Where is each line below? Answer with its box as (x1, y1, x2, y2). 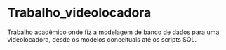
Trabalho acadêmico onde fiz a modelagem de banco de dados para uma (7, 28, 220, 36)
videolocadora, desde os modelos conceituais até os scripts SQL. (7, 35, 197, 43)
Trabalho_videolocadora (7, 5, 152, 21)
